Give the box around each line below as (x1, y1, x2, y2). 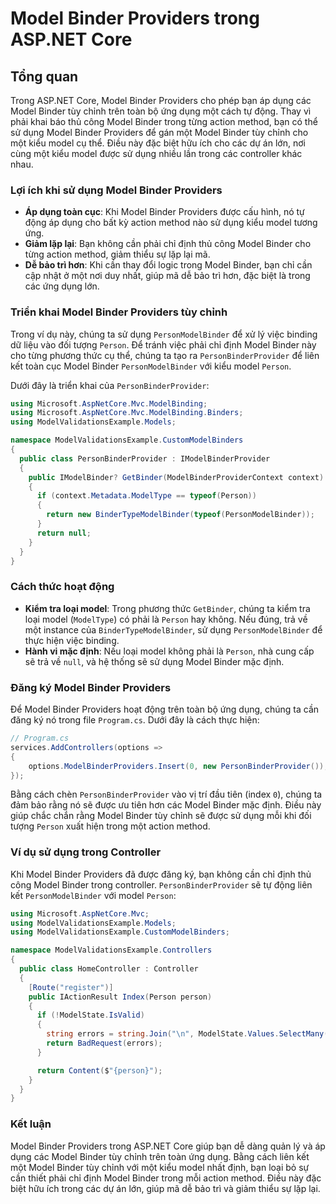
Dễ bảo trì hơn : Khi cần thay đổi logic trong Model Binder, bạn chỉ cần (24, 259, 313, 271)
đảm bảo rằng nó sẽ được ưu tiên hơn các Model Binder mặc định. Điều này (10, 799, 322, 811)
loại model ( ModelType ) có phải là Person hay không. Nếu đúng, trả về (24, 613, 308, 625)
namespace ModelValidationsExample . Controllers (10, 945, 213, 956)
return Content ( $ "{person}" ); (36, 1065, 163, 1076)
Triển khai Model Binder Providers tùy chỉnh (10, 305, 228, 319)
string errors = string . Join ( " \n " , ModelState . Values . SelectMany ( (46, 1029, 329, 1039)
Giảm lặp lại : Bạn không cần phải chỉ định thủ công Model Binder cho (24, 238, 312, 250)
